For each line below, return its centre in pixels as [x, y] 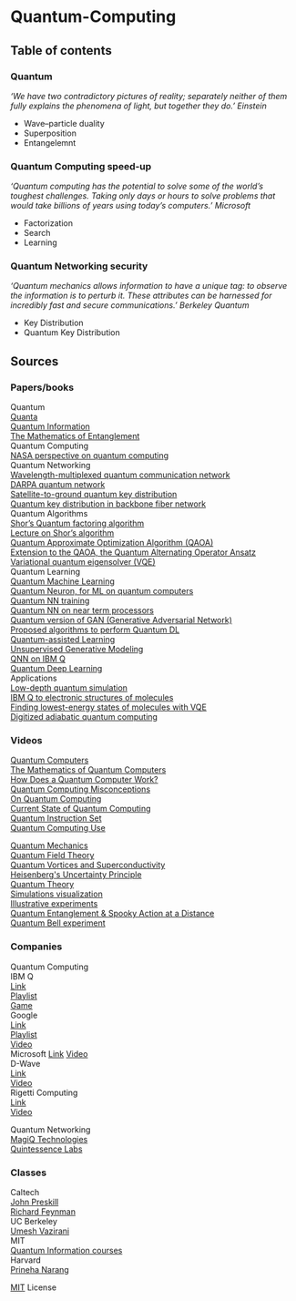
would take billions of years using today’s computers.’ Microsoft [131, 206]
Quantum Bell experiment [58, 923]
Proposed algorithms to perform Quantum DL [95, 630]
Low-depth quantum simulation [69, 688]
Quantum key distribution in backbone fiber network [108, 504]
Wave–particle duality [64, 123]
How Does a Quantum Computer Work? [84, 780]
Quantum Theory [42, 885]
